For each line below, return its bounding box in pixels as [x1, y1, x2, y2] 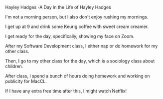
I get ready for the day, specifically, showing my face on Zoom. [5, 33, 135, 39]
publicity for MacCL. [5, 78, 47, 84]
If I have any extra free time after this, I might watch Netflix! [5, 88, 127, 94]
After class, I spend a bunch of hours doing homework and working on [5, 73, 150, 79]
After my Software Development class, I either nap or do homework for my [5, 43, 158, 49]
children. [5, 63, 23, 69]
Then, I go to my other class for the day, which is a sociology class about [5, 58, 155, 64]
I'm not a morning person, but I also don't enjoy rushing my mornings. [5, 14, 149, 19]
